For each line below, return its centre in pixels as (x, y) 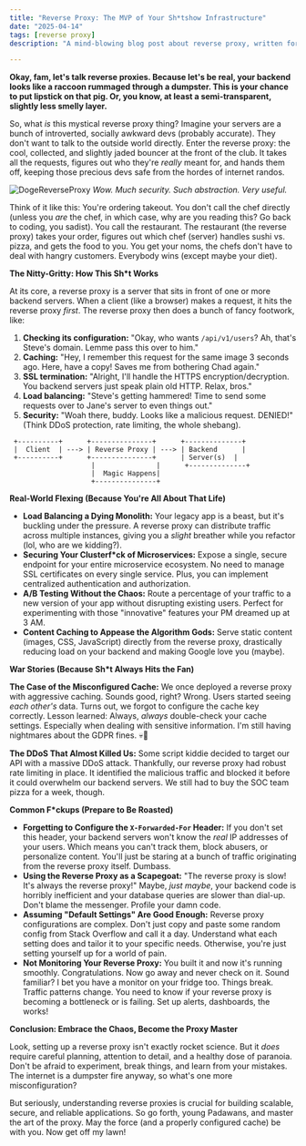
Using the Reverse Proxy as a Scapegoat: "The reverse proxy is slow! (154, 876)
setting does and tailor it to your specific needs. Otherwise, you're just (154, 944)
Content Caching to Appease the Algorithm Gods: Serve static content (158, 632)
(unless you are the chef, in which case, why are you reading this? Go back (150, 217)
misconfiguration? (43, 1086)
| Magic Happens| (126, 474)
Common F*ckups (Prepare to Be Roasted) (92, 810)
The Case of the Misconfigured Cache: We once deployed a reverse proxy (151, 687)
